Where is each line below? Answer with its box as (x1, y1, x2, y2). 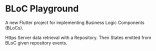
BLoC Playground (5, 3, 79, 14)
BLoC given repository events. (5, 39, 67, 45)
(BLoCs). (5, 24, 23, 30)
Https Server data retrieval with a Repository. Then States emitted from (5, 34, 151, 40)
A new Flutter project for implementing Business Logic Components (5, 19, 145, 25)
